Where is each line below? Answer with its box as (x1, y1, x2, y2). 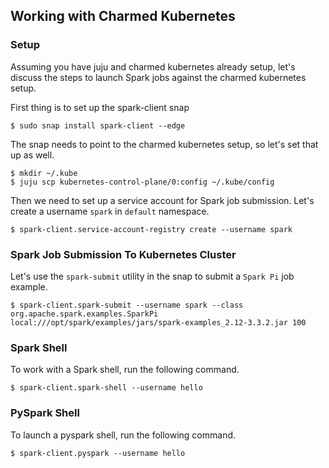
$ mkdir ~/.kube (10, 168, 78, 178)
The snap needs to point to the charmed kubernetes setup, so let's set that (10, 138, 319, 150)
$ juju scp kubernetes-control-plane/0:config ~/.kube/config (10, 177, 275, 187)
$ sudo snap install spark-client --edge (10, 120, 186, 131)
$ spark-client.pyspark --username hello (10, 448, 186, 458)
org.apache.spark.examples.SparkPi (10, 309, 159, 319)
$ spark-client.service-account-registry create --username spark (10, 224, 293, 234)
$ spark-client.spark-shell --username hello (10, 383, 203, 393)
